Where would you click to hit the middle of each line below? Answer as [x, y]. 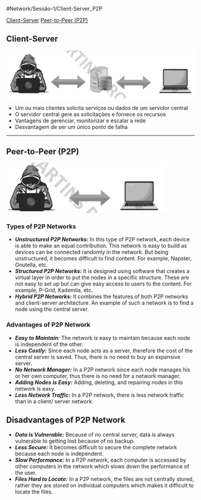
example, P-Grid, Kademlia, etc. [54, 290]
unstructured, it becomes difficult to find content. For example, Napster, [103, 259]
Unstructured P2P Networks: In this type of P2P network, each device [102, 240]
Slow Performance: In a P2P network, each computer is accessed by [100, 460]
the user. [26, 473]
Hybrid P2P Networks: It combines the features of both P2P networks [101, 297]
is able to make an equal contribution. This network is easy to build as [101, 246]
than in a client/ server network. [54, 401]
